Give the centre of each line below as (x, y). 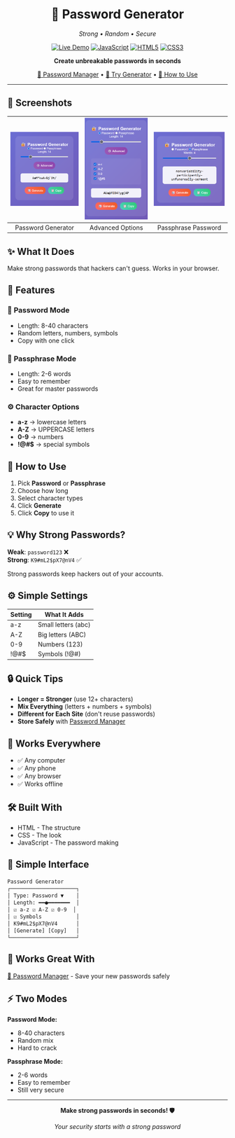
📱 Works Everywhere (54, 743)
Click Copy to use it (46, 513)
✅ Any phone (36, 768)
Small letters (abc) (64, 625)
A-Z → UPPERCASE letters (56, 429)
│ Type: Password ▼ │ (43, 896)
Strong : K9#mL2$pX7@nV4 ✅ (44, 560)
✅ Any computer (41, 761)
